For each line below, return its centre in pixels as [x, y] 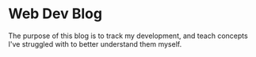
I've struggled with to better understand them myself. [95, 44]
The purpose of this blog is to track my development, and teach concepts [128, 36]
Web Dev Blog [55, 14]
